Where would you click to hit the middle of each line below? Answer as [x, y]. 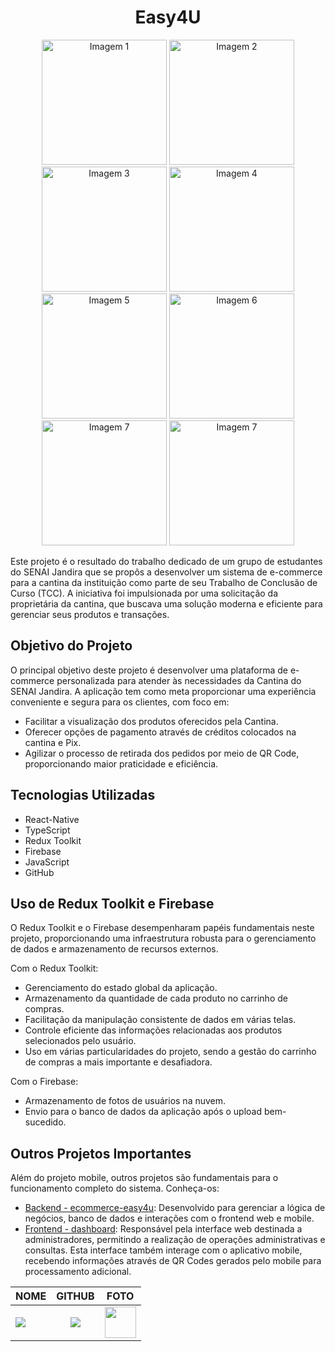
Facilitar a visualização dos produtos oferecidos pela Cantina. [151, 721]
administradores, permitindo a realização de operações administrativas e [175, 1240]
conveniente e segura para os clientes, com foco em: [120, 702]
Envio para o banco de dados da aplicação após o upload [143, 1112]
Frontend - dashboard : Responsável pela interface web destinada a [163, 1229]
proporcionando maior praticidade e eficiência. [121, 763]
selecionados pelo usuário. [80, 1041]
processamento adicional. [78, 1272]
